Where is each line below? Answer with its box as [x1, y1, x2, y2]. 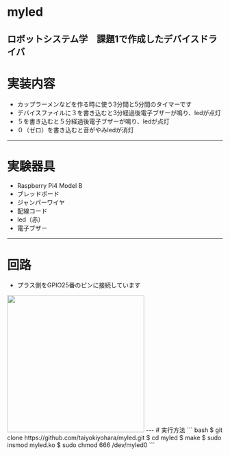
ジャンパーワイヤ [16, 198, 65, 206]
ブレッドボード [16, 190, 60, 198]
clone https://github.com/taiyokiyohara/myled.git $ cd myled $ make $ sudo [7, 433, 222, 442]
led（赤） [16, 215, 44, 224]
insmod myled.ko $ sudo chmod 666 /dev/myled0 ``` [7, 441, 155, 449]
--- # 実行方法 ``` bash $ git [145, 426, 223, 434]
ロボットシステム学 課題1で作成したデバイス [7, 33, 200, 45]
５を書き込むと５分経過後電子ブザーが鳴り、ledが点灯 [16, 117, 170, 125]
